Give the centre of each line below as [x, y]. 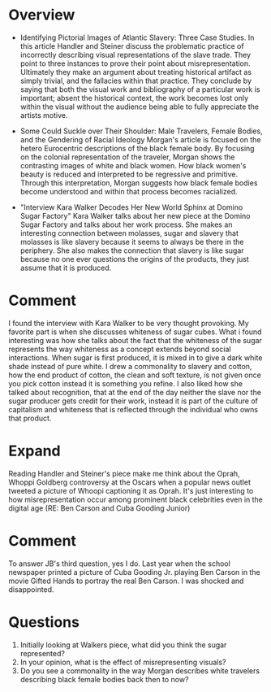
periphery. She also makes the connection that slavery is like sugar [132, 250]
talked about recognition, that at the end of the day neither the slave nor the [135, 392]
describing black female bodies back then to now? [104, 679]
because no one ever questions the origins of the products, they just [134, 259]
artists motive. [44, 115]
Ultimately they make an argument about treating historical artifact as [136, 72]
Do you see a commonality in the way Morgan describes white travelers [140, 670]
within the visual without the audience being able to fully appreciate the [140, 107]
